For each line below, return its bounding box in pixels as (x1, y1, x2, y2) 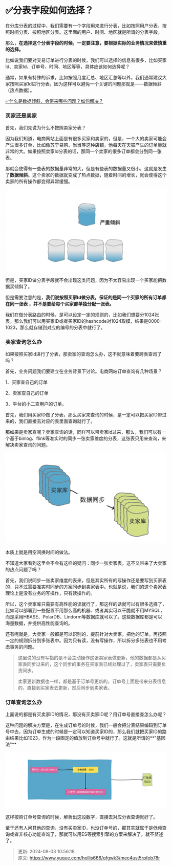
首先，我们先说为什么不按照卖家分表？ (5, 125, 86, 131)
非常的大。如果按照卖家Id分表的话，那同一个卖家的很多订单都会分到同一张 (5, 148, 162, 154)
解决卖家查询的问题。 (5, 442, 50, 448)
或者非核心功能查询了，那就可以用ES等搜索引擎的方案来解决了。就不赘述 (9, 831, 164, 837)
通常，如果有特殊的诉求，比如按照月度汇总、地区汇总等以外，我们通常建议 (5, 74, 162, 80)
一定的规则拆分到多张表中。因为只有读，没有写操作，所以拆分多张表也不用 (5, 637, 162, 643)
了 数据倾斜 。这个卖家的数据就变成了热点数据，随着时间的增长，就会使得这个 (5, 172, 167, 178)
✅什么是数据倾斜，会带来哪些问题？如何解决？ (5, 98, 103, 104)
